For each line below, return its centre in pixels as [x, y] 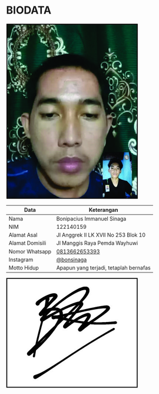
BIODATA [29, 10]
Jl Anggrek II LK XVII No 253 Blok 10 [101, 235]
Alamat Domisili [27, 243]
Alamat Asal [23, 235]
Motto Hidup [24, 268]
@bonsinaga [72, 260]
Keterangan [103, 210]
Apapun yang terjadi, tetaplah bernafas [104, 268]
